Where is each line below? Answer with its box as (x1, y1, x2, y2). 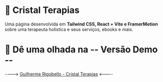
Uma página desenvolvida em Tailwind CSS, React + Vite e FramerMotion (4, 21, 158, 27)
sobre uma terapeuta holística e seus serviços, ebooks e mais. (4, 26, 133, 32)
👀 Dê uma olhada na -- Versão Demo (4, 44, 158, 55)
